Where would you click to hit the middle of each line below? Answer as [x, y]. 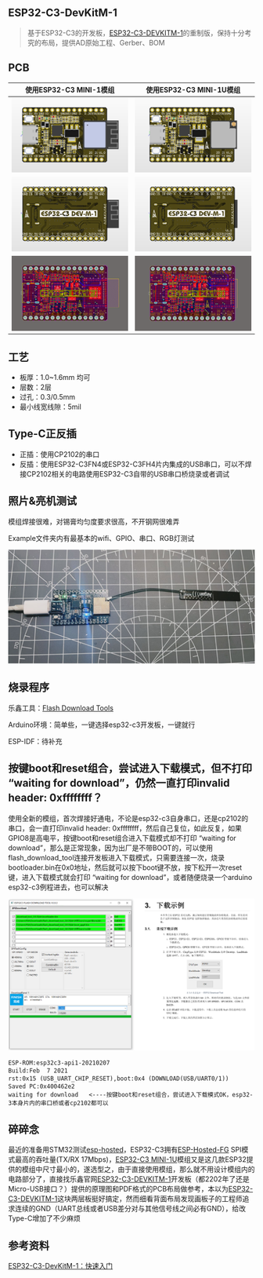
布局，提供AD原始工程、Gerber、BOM [103, 42]
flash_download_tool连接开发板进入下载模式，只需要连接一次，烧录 [117, 857]
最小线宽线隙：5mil [50, 407]
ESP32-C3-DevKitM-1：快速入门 [61, 1266]
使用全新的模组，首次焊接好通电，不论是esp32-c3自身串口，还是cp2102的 [128, 818]
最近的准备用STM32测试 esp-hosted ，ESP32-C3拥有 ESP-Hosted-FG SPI [125, 1150]
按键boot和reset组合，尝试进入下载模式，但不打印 [130, 769]
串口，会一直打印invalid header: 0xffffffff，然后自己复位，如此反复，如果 [125, 828]
